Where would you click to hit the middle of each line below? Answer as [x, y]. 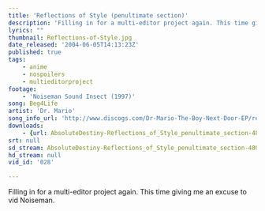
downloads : [26, 126]
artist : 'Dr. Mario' [42, 111]
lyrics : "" [26, 30]
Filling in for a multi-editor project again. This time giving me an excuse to [127, 192]
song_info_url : [33, 119]
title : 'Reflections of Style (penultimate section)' [99, 15]
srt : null [24, 140]
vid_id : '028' [32, 163]
